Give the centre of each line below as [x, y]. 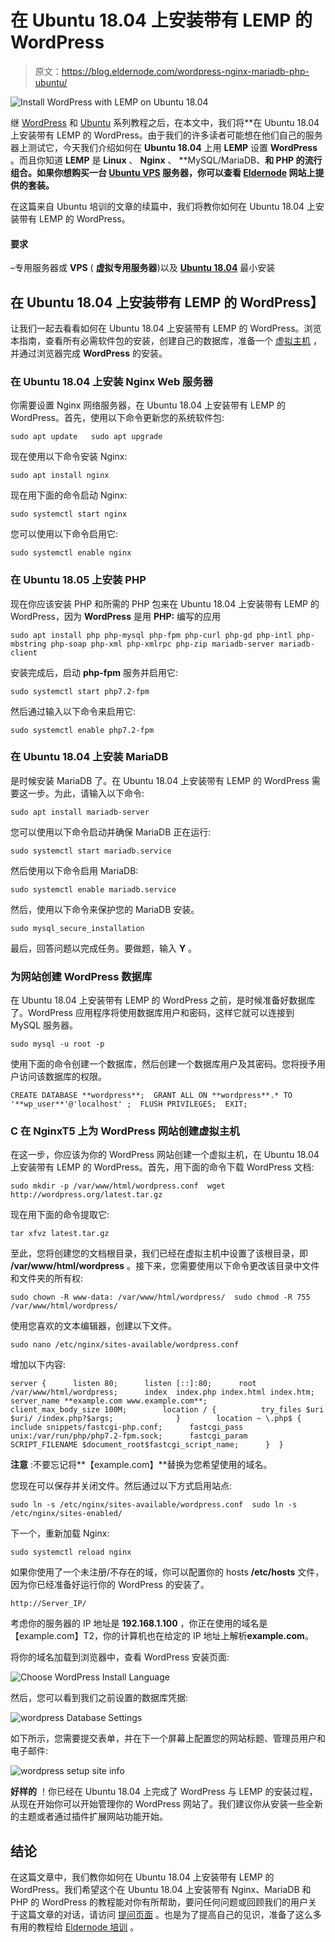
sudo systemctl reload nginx [71, 1552]
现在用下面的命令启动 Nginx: [69, 495]
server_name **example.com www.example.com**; [109, 1401]
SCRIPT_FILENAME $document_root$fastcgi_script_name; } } [147, 1445]
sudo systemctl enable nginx [71, 553]
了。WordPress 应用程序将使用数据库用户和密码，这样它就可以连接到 [152, 1013]
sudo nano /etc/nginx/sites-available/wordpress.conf [125, 1345]
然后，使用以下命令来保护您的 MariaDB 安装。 [105, 909]
